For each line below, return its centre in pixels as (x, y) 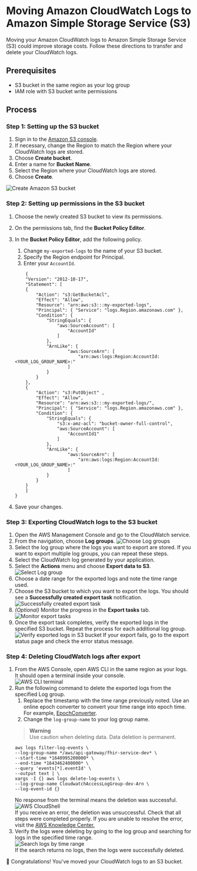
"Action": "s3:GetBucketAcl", (73, 295)
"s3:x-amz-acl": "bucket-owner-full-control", (115, 423)
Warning (40, 731)
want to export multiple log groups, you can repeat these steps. (91, 554)
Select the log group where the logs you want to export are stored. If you (103, 547)
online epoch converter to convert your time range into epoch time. (105, 707)
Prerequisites (31, 71)
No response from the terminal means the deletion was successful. (96, 800)
